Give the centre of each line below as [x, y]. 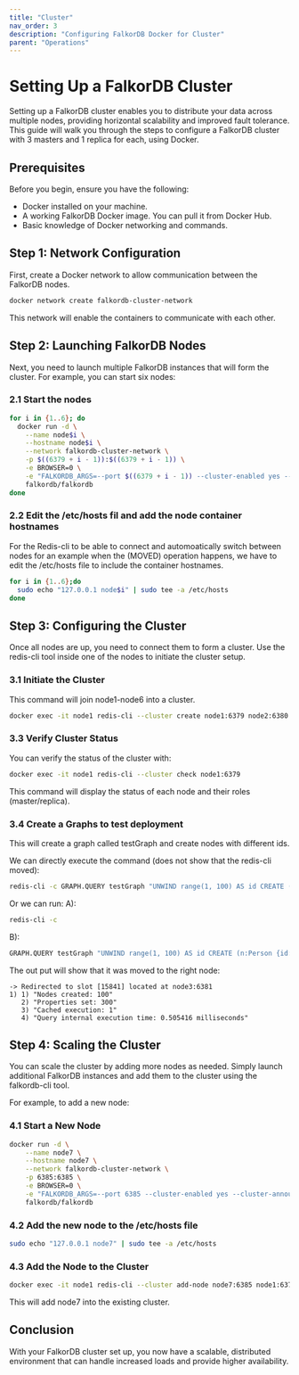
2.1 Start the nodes [50, 399]
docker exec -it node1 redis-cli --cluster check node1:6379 [125, 774]
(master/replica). [40, 801]
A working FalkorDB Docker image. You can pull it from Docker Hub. [147, 216]
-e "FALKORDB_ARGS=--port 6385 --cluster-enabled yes [127, 1194]
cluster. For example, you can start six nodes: [93, 376]
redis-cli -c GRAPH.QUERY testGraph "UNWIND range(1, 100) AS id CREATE [147, 886]
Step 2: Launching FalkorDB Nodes [108, 346]
